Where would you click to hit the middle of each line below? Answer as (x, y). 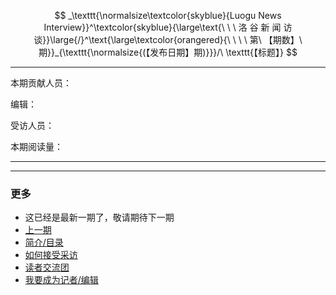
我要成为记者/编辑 (61, 280)
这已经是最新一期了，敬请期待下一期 (99, 217)
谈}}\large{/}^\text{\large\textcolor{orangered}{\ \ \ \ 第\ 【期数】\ (168, 39)
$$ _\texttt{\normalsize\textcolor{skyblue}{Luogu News (168, 15)
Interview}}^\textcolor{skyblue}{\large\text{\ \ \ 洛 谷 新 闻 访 (168, 27)
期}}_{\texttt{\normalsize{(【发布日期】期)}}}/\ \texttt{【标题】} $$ (168, 52)
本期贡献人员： (41, 83)
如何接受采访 (51, 255)
